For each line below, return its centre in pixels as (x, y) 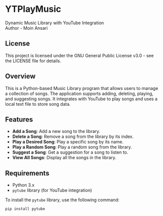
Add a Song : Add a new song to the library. (56, 131)
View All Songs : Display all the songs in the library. (64, 158)
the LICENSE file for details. (33, 61)
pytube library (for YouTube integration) (52, 190)
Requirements (27, 173)
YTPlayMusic (33, 9)
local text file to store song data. (38, 104)
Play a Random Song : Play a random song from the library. (72, 147)
